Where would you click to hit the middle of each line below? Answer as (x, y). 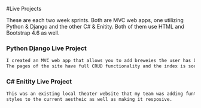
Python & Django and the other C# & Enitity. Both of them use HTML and (95, 27)
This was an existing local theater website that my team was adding (95, 94)
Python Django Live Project (46, 48)
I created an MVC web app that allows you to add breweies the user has (99, 61)
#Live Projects (24, 9)
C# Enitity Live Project (39, 81)
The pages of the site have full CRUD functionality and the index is (96, 66)
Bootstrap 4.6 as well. (33, 33)
